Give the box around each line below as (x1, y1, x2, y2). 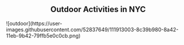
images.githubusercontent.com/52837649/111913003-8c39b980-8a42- (6, 26, 179, 33)
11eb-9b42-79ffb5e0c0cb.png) (6, 32, 81, 39)
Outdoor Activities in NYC (50, 5, 146, 14)
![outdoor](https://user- (6, 20, 63, 27)
